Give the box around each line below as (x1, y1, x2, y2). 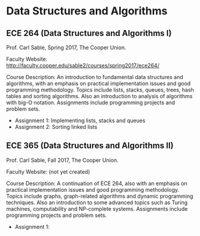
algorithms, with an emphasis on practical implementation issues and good (6, 80, 191, 87)
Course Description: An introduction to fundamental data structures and (6, 74, 184, 80)
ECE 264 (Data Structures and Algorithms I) (6, 28, 172, 38)
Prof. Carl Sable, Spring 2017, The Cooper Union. (6, 44, 127, 51)
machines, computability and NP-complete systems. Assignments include (6, 205, 188, 212)
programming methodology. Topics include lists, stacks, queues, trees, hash (6, 86, 195, 93)
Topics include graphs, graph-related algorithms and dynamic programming (6, 192, 193, 199)
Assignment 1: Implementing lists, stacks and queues (14, 117, 146, 124)
